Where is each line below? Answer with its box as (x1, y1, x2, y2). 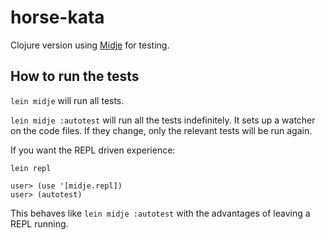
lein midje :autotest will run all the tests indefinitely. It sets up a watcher (10, 114, 316, 126)
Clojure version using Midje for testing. (10, 39, 170, 51)
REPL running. (10, 217, 69, 230)
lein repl (10, 163, 52, 173)
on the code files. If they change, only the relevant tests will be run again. (10, 124, 313, 136)
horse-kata (10, 6, 105, 29)
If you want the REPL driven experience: (10, 144, 176, 156)
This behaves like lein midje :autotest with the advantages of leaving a (10, 207, 311, 219)
